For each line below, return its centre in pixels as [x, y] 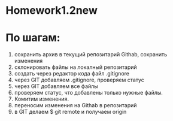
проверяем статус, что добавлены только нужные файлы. [88, 93]
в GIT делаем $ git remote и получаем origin [70, 112]
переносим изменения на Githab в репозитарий [75, 105]
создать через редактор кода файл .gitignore [72, 74]
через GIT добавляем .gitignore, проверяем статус [79, 80]
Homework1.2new [52, 10]
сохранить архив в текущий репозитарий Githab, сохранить [91, 55]
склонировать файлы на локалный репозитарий [75, 67]
